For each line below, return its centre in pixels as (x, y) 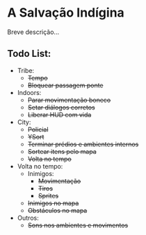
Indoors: (29, 92)
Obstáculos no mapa (57, 210)
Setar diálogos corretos (61, 107)
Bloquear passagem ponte (65, 85)
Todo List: (29, 54)
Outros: (28, 218)
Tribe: (26, 70)
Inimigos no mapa (53, 203)
